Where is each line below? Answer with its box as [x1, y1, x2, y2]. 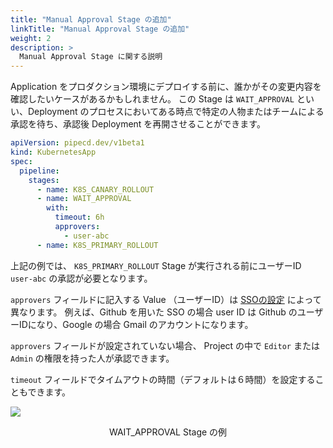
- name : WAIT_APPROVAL [36, 194, 132, 204]
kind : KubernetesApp [10, 147, 97, 157]
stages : [28, 175, 60, 185]
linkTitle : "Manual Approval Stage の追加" [10, 24, 190, 34]
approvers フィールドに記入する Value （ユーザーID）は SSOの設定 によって [10, 293, 322, 305]
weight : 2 [10, 33, 52, 43]
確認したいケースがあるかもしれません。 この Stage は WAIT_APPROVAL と [10, 93, 306, 105]
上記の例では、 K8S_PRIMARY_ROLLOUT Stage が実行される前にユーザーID [10, 259, 302, 271]
